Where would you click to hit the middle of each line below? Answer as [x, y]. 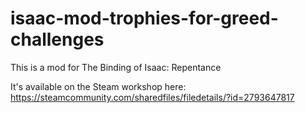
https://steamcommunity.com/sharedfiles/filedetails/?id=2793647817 [152, 97]
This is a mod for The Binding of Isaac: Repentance [116, 67]
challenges [57, 39]
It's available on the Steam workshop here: [98, 86]
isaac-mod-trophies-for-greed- [144, 18]
